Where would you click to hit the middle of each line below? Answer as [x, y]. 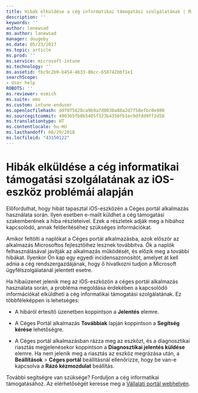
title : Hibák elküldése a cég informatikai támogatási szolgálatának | [96, 12]
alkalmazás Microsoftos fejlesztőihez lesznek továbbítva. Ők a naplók [90, 245]
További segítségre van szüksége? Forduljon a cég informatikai [83, 377]
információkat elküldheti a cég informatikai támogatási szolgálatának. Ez [94, 294]
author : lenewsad [27, 28]
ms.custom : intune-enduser [39, 105]
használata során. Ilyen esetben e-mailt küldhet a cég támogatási [85, 214]
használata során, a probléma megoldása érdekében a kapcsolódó [87, 287]
